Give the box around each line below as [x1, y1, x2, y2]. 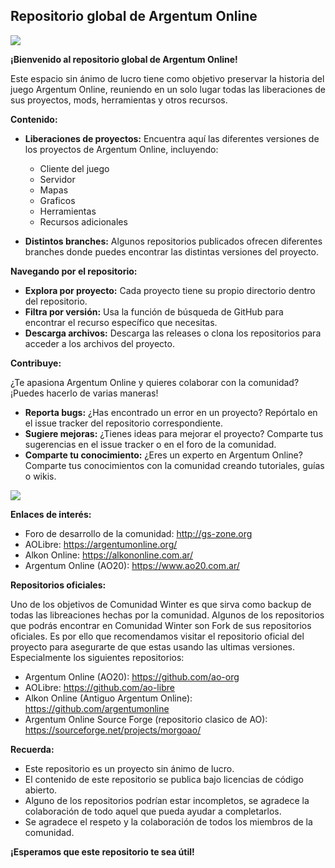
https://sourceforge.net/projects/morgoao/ [24, 724, 202, 736]
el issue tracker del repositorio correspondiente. [24, 417, 224, 429]
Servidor [39, 173, 76, 185]
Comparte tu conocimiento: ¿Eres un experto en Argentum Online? [24, 449, 303, 461]
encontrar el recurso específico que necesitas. [24, 316, 218, 328]
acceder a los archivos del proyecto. [24, 337, 175, 349]
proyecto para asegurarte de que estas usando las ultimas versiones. [10, 640, 295, 653]
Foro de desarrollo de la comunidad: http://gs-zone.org [24, 527, 253, 539]
